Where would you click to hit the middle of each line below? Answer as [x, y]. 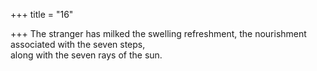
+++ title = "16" [42, 14]
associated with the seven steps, [78, 44]
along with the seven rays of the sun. [86, 55]
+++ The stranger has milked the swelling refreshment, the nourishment [158, 33]
